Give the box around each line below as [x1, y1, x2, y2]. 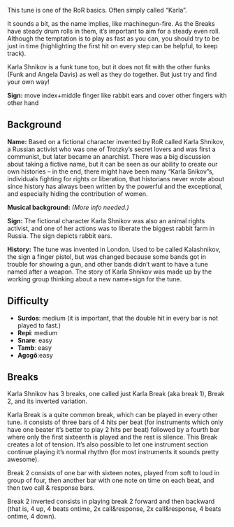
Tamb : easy [17, 343, 52, 352]
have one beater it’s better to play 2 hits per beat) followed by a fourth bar [7, 426, 220, 434]
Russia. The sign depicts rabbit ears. [7, 231, 112, 240]
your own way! [7, 78, 50, 86]
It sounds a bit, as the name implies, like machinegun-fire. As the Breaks [7, 20, 215, 27]
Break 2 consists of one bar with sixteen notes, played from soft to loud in [7, 469, 220, 477]
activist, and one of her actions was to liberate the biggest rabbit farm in [7, 224, 215, 232]
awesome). [7, 455, 40, 464]
